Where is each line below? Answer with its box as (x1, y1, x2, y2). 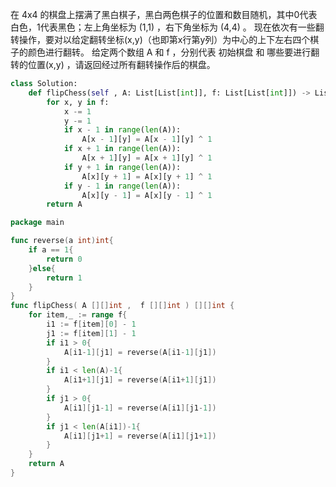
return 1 (46, 273, 83, 283)
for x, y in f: (46, 97, 110, 107)
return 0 (46, 254, 83, 264)
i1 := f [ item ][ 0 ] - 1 (46, 319, 137, 329)
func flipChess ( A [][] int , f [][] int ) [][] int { (10, 301, 235, 311)
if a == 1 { (28, 245, 74, 255)
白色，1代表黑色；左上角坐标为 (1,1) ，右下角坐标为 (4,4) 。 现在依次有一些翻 (10, 21, 325, 33)
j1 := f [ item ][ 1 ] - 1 (46, 328, 137, 338)
